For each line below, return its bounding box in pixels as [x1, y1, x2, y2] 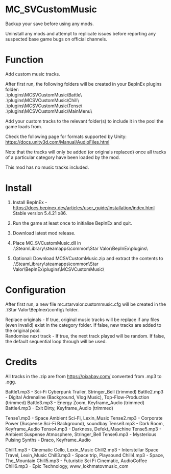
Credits [5, 356, 37, 368]
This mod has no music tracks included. [5, 164, 89, 170]
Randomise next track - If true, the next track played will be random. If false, [5, 332, 165, 339]
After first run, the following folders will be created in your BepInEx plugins [5, 81, 162, 87]
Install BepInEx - [12, 199, 47, 205]
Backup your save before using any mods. [5, 21, 94, 27]
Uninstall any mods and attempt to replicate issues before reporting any [5, 30, 156, 36]
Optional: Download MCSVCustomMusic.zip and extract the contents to [12, 255, 163, 261]
